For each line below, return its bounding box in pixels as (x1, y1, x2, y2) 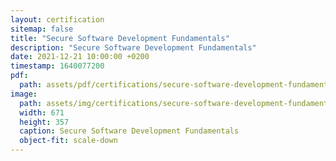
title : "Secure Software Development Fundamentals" (10, 33, 230, 43)
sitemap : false (10, 24, 74, 34)
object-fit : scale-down (19, 136, 118, 146)
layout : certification (10, 14, 105, 25)
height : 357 (19, 117, 70, 127)
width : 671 (19, 107, 65, 118)
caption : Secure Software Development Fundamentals (19, 126, 240, 136)
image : (10, 89, 38, 99)
